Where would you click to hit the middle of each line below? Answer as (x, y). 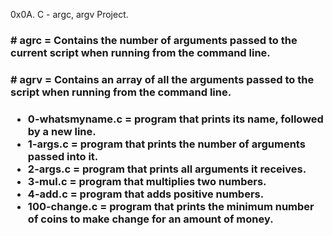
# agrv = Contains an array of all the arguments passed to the (162, 79)
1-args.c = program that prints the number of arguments (166, 144)
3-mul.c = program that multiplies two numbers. (147, 181)
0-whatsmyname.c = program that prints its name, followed (175, 119)
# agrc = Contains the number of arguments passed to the (154, 40)
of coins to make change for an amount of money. (150, 219)
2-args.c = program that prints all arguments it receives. (167, 169)
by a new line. (62, 131)
